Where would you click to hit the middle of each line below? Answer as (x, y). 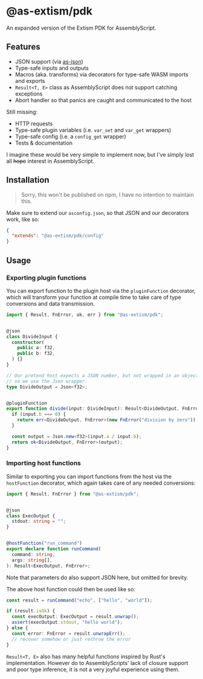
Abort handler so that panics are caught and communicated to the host (103, 100)
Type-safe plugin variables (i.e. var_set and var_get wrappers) (93, 130)
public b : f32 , (36, 353)
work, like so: (23, 219)
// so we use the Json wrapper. (47, 381)
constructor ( (28, 342)
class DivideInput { (32, 336)
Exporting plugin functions (46, 278)
